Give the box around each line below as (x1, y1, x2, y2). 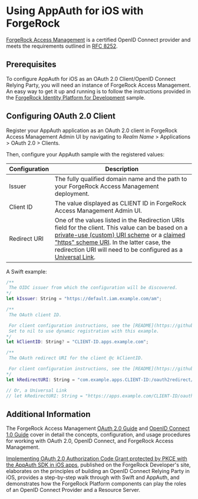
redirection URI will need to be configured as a (55, 245, 183, 254)
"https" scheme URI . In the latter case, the (55, 238, 171, 246)
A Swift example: (6, 268, 47, 275)
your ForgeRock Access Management (55, 182, 159, 190)
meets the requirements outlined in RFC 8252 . (6, 42, 118, 50)
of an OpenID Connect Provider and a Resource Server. (6, 487, 140, 494)
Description (105, 165, 139, 173)
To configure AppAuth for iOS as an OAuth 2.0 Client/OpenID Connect (6, 75, 176, 82)
